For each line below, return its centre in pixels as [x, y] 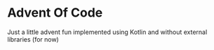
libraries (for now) [33, 39]
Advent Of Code [55, 13]
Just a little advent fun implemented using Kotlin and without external [107, 32]
